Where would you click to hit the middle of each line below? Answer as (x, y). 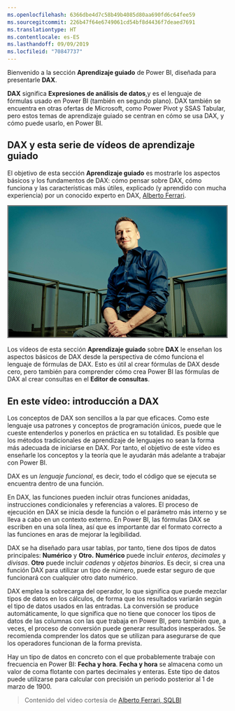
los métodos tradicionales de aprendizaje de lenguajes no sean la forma (111, 440)
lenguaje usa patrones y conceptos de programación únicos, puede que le (114, 425)
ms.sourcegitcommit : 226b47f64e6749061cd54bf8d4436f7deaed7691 (101, 22)
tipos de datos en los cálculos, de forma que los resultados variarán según (115, 599)
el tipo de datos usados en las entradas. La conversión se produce (103, 606)
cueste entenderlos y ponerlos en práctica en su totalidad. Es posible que (113, 433)
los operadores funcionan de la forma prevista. (74, 643)
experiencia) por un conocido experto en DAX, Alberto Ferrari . (97, 195)
